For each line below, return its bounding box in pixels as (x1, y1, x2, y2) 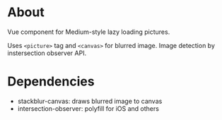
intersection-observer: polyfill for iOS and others (17, 104, 159, 113)
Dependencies (7, 73, 95, 90)
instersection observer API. (7, 49, 87, 57)
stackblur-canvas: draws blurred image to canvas (17, 97, 163, 105)
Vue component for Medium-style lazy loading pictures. (7, 28, 170, 36)
